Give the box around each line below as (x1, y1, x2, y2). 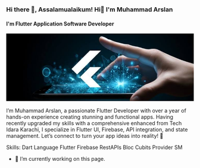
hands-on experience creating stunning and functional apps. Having (6, 113, 174, 121)
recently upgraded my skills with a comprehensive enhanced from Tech (6, 119, 182, 126)
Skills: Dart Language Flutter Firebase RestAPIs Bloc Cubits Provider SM (6, 144, 183, 151)
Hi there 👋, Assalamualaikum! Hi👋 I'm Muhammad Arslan (6, 5, 173, 14)
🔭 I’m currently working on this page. (14, 155, 105, 162)
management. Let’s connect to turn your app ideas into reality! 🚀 (6, 132, 164, 139)
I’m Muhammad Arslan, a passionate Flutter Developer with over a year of (6, 107, 186, 114)
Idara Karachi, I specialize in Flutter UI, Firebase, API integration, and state (6, 126, 188, 133)
